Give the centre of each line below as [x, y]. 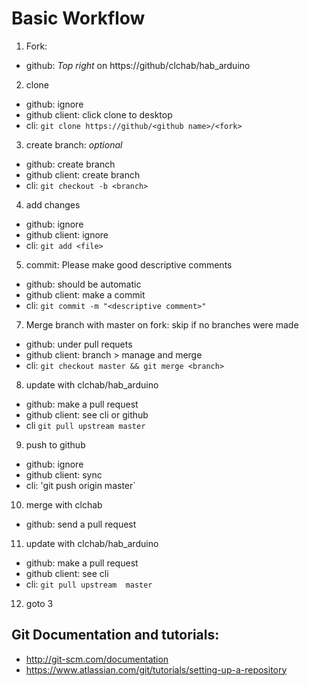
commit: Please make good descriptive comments [129, 264]
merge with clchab [64, 504]
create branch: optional [74, 144]
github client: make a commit [85, 294]
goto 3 [39, 603]
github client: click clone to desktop [99, 114]
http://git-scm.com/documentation [97, 659]
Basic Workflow [78, 18]
